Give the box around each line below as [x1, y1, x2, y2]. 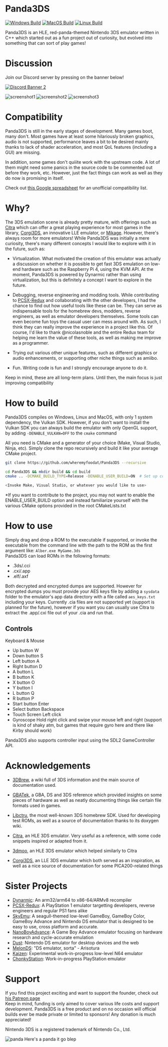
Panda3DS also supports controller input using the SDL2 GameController [5, 737, 155, 743]
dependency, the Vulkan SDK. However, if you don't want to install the [5, 419, 149, 425]
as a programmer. [12, 340, 49, 346]
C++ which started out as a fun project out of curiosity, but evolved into [5, 35, 152, 41]
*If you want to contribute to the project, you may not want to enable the [5, 492, 155, 498]
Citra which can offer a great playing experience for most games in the [5, 224, 151, 230]
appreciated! [5, 1016, 31, 1022]
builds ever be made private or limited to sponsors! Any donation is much [5, 1011, 156, 1017]
